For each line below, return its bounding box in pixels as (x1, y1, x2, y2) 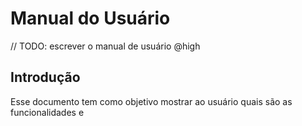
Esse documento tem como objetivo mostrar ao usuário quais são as (10, 95, 293, 107)
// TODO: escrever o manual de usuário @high (10, 40, 201, 52)
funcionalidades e (10, 106, 85, 118)
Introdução (10, 69, 81, 86)
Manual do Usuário (10, 7, 171, 30)
